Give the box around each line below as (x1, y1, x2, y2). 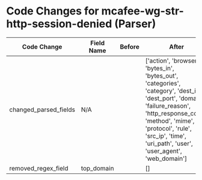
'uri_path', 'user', (145, 139, 194, 147)
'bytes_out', (145, 71, 179, 79)
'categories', (145, 79, 181, 87)
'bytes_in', (145, 64, 174, 72)
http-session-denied (6, 17, 112, 31)
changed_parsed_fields (9, 105, 75, 114)
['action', (145, 56, 171, 64)
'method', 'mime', (145, 116, 195, 125)
